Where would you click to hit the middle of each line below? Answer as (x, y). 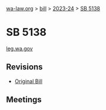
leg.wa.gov (20, 48)
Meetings (24, 100)
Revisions (24, 67)
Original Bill (29, 81)
